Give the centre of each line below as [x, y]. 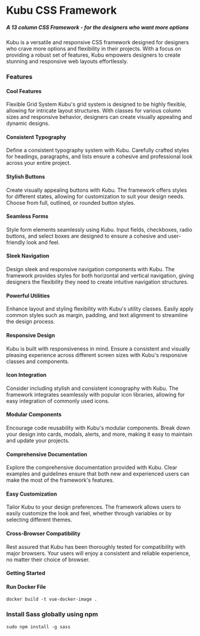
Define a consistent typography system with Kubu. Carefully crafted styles [98, 150]
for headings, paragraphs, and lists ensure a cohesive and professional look [99, 156]
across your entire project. [39, 163]
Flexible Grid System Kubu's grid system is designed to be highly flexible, [96, 105]
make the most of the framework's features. [60, 480]
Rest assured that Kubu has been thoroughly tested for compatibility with [96, 546]
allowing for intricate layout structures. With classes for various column [94, 110]
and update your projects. [38, 440]
